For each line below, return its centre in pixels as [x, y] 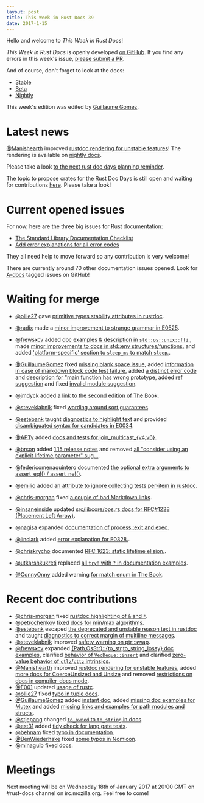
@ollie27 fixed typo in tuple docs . [57, 693]
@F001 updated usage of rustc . [55, 687]
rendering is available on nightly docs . [54, 155]
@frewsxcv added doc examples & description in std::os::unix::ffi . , [103, 340]
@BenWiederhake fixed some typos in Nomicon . [76, 739]
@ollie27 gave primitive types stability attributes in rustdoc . [90, 316]
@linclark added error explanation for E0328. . [72, 540]
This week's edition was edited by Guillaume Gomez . [72, 107]
